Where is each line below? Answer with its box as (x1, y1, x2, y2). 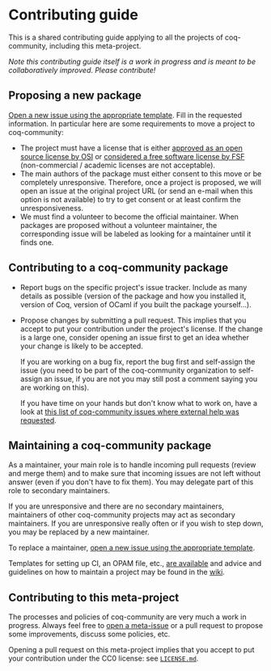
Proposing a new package (8, 89, 142, 103)
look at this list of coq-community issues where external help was (19, 407, 240, 416)
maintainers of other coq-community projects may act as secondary (8, 510, 236, 520)
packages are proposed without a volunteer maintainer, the (19, 220, 218, 230)
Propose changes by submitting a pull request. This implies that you (19, 315, 247, 325)
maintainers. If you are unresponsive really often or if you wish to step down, (8, 519, 264, 529)
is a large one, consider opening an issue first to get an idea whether (19, 332, 249, 342)
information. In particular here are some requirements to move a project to (8, 119, 256, 129)
